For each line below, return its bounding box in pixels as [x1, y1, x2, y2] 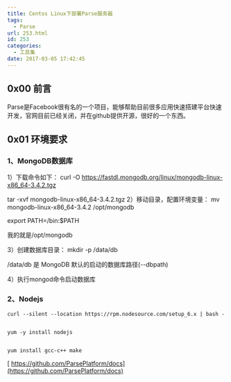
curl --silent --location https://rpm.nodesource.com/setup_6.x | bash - [7, 310, 225, 317]
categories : [7, 42, 42, 49]
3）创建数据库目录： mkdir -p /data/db [7, 246, 118, 254]
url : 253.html [7, 29, 49, 37]
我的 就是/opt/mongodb [7, 231, 73, 240]
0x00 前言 [7, 83, 52, 94]
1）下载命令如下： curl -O [7, 173, 80, 181]
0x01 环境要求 [7, 133, 68, 145]
